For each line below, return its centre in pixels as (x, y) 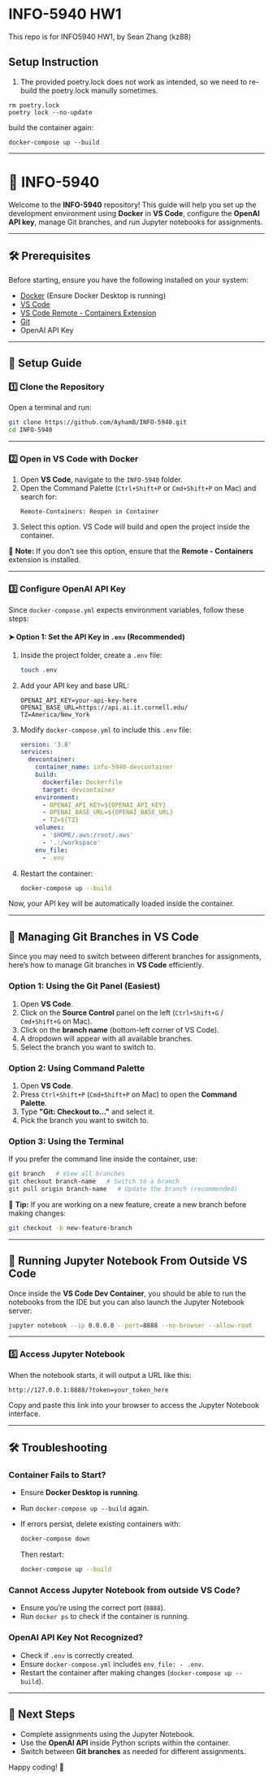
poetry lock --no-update (50, 112)
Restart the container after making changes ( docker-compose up (126, 1672)
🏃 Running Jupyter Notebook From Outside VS (128, 1261)
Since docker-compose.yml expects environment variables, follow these (126, 609)
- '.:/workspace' (71, 842)
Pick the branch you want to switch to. (84, 1120)
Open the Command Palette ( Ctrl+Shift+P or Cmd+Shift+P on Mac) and (138, 488)
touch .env (39, 670)
